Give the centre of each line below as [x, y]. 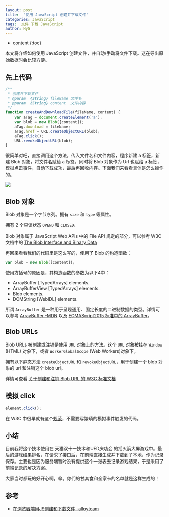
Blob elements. [28, 294]
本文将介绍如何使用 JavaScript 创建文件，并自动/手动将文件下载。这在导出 [82, 53]
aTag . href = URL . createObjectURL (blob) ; [57, 131]
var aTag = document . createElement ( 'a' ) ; [58, 117]
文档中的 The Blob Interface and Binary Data [51, 242]
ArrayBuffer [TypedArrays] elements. [51, 283]
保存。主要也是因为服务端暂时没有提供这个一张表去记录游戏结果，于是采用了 [84, 462]
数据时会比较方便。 [29, 60]
